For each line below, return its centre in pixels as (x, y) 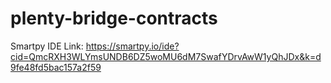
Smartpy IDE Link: (47, 46)
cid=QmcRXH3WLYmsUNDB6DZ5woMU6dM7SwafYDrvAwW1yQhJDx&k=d (166, 56)
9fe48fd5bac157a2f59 (56, 67)
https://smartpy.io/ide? (132, 46)
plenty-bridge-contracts (114, 18)
